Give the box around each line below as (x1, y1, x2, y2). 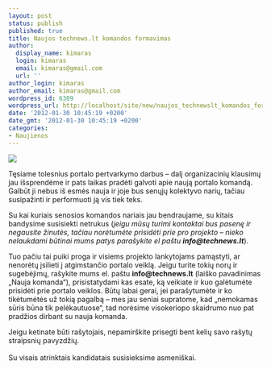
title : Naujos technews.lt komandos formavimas (8, 34, 172, 43)
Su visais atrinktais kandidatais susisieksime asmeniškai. (8, 352, 197, 363)
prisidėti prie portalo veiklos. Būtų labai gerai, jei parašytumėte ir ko (8, 285, 232, 295)
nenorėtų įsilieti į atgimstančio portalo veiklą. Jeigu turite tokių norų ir (8, 259, 238, 270)
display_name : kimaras (15, 49, 92, 57)
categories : (8, 124, 48, 132)
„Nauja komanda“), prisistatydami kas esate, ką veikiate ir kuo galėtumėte (8, 277, 252, 287)
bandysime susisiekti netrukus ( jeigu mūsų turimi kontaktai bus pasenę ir (8, 218, 252, 228)
